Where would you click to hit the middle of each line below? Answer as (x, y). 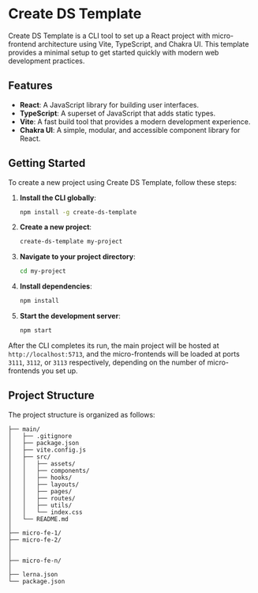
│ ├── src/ (30, 457)
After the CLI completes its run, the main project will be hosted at (114, 346)
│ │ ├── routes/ (42, 498)
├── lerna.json (33, 574)
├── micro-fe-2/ (35, 540)
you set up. (60, 370)
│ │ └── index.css (45, 512)
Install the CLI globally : (58, 198)
